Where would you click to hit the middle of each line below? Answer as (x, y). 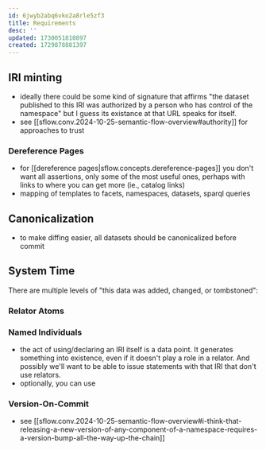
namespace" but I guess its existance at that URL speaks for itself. (128, 113)
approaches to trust (52, 130)
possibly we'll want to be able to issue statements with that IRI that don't (138, 367)
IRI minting (35, 78)
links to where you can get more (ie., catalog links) (102, 185)
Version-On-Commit (48, 404)
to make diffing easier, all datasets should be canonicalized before (128, 238)
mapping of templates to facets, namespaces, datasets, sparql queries (135, 194)
